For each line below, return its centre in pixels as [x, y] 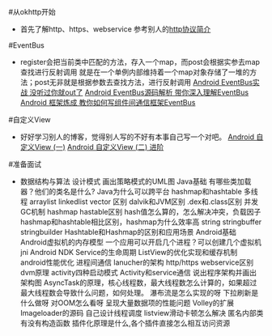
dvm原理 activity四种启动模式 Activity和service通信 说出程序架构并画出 [138, 272]
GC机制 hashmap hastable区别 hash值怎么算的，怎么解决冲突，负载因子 [140, 212]
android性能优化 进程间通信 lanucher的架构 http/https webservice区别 [137, 262]
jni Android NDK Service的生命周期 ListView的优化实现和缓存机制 [129, 252]
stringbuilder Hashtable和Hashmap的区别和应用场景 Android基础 [128, 232]
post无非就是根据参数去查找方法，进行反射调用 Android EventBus [144, 82]
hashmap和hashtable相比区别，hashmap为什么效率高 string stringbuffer [141, 222]
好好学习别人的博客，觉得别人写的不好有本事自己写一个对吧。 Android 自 [142, 137]
